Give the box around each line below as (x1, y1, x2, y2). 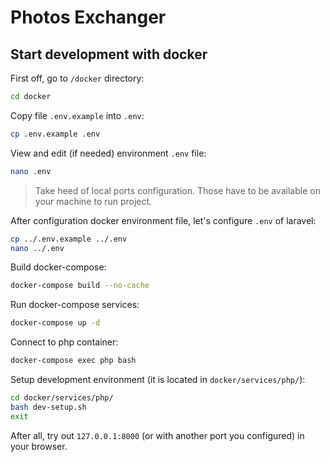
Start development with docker (10, 46, 208, 63)
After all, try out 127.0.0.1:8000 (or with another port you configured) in (10, 429, 305, 441)
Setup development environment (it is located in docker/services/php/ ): (10, 374, 306, 385)
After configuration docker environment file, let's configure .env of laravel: (10, 214, 317, 226)
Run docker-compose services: (10, 299, 140, 311)
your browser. (10, 440, 68, 452)
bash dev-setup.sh (10, 402, 87, 412)
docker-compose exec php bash (10, 356, 137, 366)
